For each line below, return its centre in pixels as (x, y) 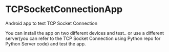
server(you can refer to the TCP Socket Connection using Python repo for (83, 38)
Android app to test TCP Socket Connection (51, 23)
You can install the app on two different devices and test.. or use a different (85, 33)
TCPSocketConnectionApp (64, 9)
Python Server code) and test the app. (46, 43)
